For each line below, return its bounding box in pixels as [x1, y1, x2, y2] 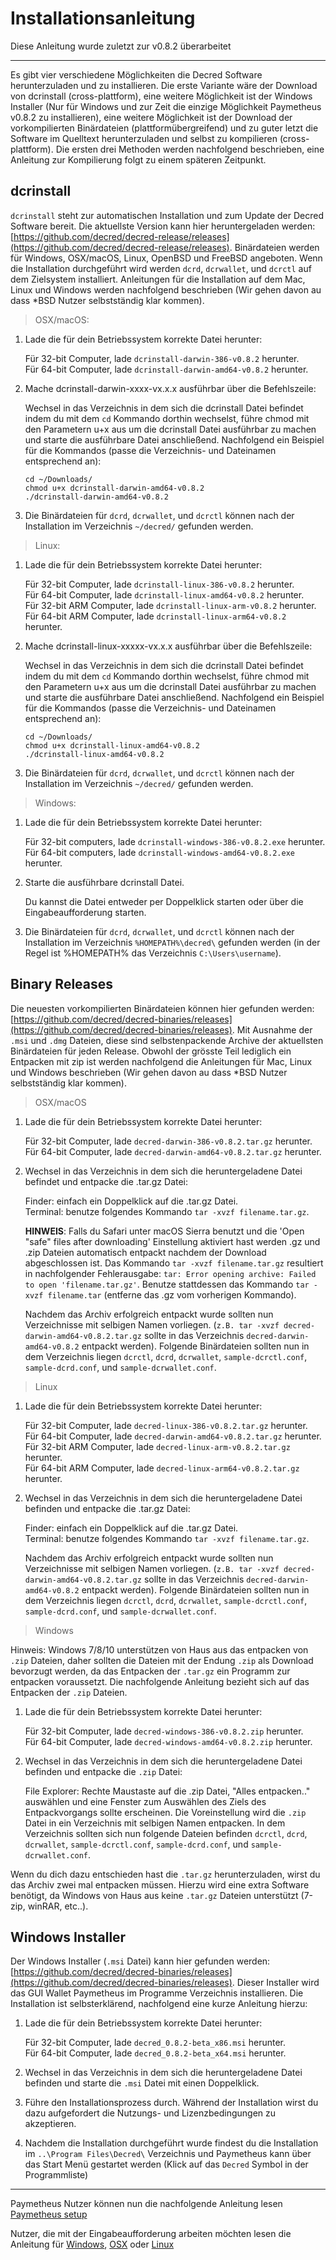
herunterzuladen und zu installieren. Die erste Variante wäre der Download [10, 79, 318, 91]
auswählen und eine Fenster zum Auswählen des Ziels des [24, 1795, 267, 1807]
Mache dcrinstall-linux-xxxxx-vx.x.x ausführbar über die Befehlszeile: [24, 640, 313, 652]
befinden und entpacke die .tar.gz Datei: [24, 1502, 191, 1514]
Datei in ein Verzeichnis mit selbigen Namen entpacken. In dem [24, 1817, 286, 1829]
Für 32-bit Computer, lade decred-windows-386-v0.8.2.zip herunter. [24, 1725, 304, 1737]
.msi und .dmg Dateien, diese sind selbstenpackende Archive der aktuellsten [10, 1034, 324, 1046]
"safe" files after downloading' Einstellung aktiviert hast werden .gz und [24, 1235, 321, 1247]
